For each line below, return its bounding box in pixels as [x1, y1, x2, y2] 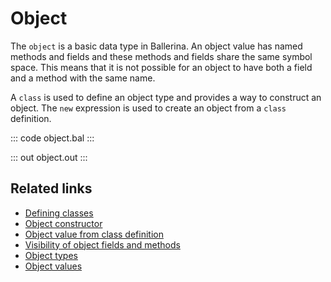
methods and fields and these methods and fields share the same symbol [10, 50, 313, 62]
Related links [10, 180, 93, 197]
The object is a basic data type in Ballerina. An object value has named [10, 40, 303, 52]
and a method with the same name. [10, 72, 156, 84]
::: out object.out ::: [10, 151, 88, 163]
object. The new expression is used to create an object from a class [10, 102, 287, 114]
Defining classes [24, 207, 94, 219]
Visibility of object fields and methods [24, 238, 181, 251]
